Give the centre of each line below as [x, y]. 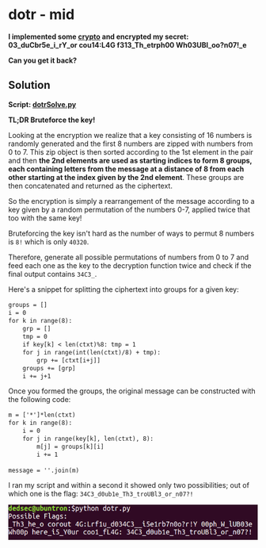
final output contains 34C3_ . [53, 274]
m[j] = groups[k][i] [70, 446]
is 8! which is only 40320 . [49, 241]
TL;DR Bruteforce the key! [52, 120]
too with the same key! [45, 218]
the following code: [40, 399]
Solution [29, 85]
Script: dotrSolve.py [42, 104]
